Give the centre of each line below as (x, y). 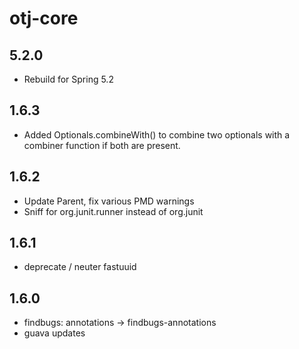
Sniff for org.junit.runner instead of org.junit (113, 211)
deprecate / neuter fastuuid (80, 267)
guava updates (54, 333)
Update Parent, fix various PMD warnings (109, 201)
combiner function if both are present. (102, 145)
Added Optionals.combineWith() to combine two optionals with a (157, 134)
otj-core (44, 18)
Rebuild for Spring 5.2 (68, 79)
